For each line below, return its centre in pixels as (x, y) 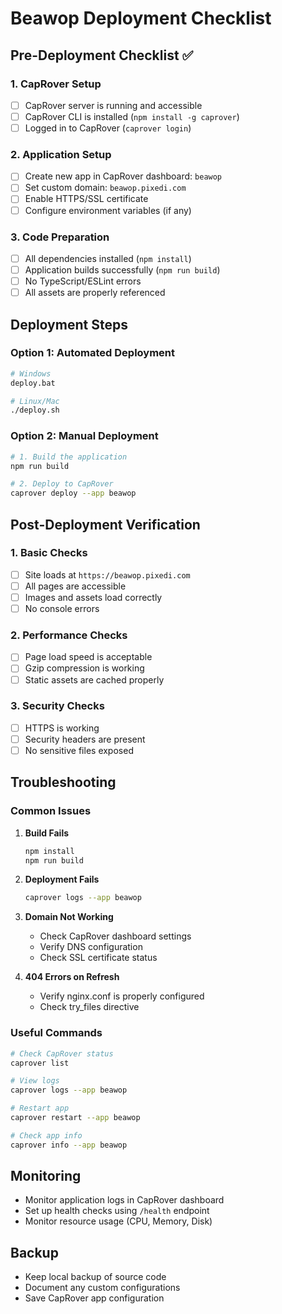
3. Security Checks (57, 706)
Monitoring (46, 1176)
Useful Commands (56, 1033)
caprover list (40, 1063)
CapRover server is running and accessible (113, 105)
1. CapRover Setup (56, 84)
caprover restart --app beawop (75, 1118)
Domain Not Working (69, 917)
